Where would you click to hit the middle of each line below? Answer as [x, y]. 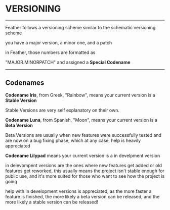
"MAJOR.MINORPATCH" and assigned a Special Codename [68, 62]
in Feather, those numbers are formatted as [50, 52]
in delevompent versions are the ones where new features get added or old [84, 165]
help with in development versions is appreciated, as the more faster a [78, 191]
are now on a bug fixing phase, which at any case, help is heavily [73, 140]
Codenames [25, 83]
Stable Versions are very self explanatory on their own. [62, 110]
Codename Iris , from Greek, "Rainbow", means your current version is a [80, 95]
